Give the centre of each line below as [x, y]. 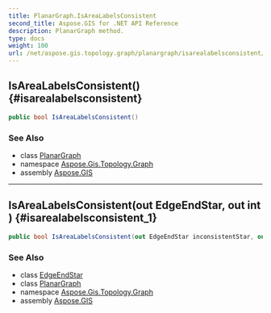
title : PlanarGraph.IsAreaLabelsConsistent [83, 16]
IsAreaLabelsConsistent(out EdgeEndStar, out [127, 205]
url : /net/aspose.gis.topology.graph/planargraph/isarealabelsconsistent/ [137, 53]
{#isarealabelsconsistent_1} [86, 218]
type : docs [27, 38]
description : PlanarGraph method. [67, 31]
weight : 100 [28, 46]
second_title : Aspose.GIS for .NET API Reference [94, 23]
